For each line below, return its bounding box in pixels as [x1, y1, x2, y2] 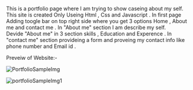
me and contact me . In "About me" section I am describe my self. [6, 24, 166, 31]
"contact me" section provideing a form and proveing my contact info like [6, 37, 185, 43]
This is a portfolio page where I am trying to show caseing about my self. [6, 5, 184, 12]
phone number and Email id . [6, 43, 76, 50]
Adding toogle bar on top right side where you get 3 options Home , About [6, 18, 188, 24]
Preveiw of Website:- [6, 54, 57, 61]
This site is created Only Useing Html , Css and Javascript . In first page [6, 11, 182, 18]
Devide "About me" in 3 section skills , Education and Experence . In [6, 30, 172, 37]
